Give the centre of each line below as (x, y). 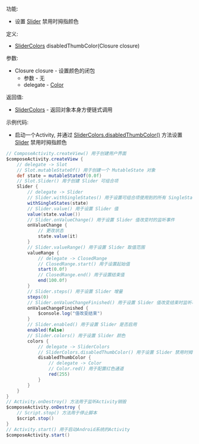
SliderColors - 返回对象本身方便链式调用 (63, 110)
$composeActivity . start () (38, 435)
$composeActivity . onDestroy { (44, 407)
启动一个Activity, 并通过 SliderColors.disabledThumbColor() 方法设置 (98, 135)
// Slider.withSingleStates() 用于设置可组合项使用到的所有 (97, 198)
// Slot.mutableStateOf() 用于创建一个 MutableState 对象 (86, 170)
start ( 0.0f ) (52, 269)
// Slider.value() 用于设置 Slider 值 (73, 209)
